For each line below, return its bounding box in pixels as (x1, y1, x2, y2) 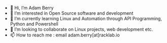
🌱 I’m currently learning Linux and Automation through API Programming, (10, 16, 162, 21)
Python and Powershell (10, 21, 59, 27)
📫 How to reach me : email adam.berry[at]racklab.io (10, 32, 120, 38)
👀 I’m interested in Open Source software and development (10, 10, 134, 16)
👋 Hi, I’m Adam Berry (10, 5, 54, 11)
